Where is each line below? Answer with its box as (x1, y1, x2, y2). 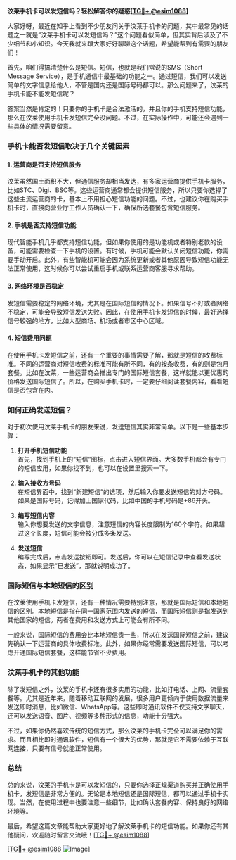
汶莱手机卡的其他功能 (7, 668, 79, 678)
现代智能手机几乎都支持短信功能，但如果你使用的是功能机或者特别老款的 (7, 238, 216, 246)
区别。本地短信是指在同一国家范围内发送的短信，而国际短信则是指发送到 (19, 607, 229, 615)
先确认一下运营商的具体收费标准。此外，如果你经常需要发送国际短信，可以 (7, 640, 223, 648)
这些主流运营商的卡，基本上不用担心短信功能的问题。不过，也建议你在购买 (7, 195, 223, 203)
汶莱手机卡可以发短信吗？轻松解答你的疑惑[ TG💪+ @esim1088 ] (7, 7, 189, 15)
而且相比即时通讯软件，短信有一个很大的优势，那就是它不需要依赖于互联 (19, 735, 229, 743)
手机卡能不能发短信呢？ (7, 89, 75, 98)
